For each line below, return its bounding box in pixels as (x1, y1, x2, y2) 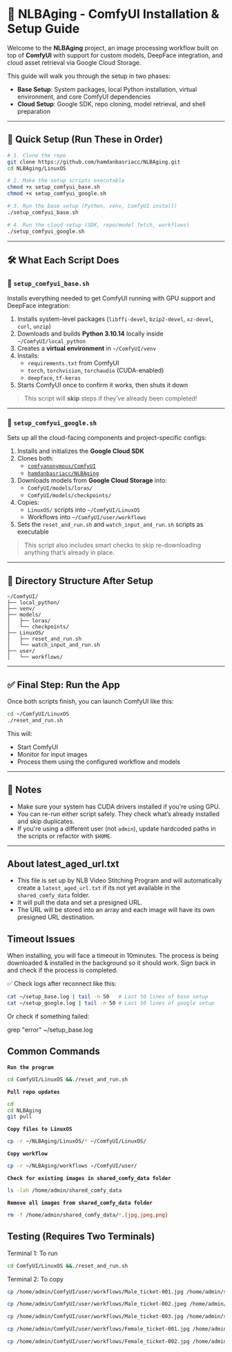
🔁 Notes (7, 784, 42, 796)
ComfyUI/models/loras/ (27, 485, 93, 492)
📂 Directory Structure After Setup (7, 574, 153, 586)
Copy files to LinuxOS (7, 1126, 72, 1133)
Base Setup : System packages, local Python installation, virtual (17, 85, 197, 93)
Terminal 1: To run (7, 1249, 58, 1257)
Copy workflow (7, 1150, 48, 1157)
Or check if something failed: (7, 1012, 90, 1021)
